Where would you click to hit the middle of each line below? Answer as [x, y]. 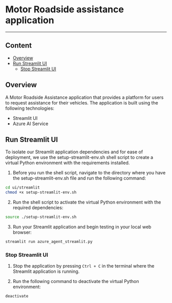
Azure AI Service [30, 124]
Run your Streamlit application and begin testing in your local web [82, 227]
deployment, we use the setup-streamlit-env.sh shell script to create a [79, 157]
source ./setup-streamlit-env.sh [41, 217]
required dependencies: [38, 208]
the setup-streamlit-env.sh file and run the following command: [79, 178]
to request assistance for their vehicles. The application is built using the [82, 103]
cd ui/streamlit [23, 188]
